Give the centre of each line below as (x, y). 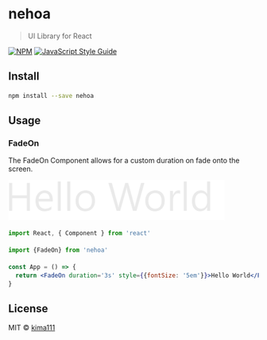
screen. (21, 169)
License (28, 309)
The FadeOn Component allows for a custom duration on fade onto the (124, 161)
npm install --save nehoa (51, 96)
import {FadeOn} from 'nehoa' (58, 250)
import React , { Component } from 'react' (79, 233)
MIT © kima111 (32, 328)
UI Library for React (60, 36)
